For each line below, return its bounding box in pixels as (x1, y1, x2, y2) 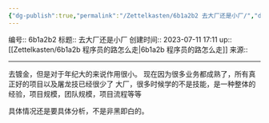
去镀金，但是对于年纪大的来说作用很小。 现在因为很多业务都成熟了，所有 (8, 69, 249, 78)
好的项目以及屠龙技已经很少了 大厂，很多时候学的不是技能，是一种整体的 (14, 79, 256, 89)
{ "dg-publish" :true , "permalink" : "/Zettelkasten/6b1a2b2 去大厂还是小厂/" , (8, 11, 255, 20)
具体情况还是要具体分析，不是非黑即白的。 (8, 105, 149, 116)
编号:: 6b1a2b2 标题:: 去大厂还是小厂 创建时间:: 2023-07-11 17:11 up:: (8, 34, 232, 44)
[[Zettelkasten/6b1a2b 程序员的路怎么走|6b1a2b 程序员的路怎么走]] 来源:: (8, 45, 248, 54)
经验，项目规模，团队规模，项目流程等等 (8, 89, 142, 98)
